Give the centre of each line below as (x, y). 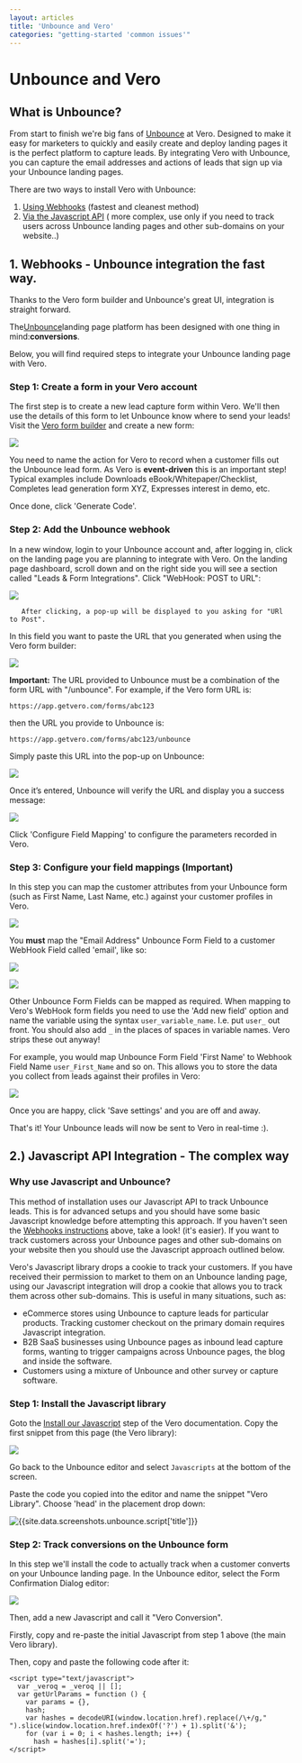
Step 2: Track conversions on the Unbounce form (119, 1544)
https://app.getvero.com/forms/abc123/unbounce (100, 739)
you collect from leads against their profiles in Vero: (105, 1076)
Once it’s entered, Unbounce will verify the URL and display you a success (147, 790)
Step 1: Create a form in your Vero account (103, 387)
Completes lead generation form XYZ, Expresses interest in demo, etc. (140, 489)
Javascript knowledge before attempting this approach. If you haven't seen (148, 1220)
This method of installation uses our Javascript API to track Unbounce (139, 1201)
